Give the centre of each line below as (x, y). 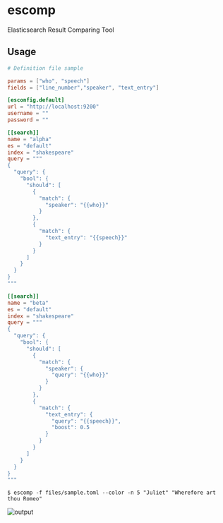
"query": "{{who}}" (80, 375)
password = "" (28, 120)
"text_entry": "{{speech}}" (86, 238)
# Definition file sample (45, 68)
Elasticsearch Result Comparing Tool (61, 30)
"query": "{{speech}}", (86, 421)
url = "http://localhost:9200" (53, 107)
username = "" (28, 114)
